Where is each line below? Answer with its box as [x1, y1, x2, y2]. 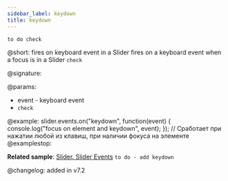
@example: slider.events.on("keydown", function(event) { [7, 116, 172, 125]
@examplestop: [7, 139, 52, 147]
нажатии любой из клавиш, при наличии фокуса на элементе [7, 132, 190, 140]
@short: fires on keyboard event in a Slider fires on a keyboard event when [7, 48, 222, 56]
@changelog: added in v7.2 [7, 166, 85, 174]
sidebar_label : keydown [7, 10, 76, 17]
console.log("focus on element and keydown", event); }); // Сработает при [7, 124, 222, 132]
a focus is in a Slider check [7, 55, 83, 63]
